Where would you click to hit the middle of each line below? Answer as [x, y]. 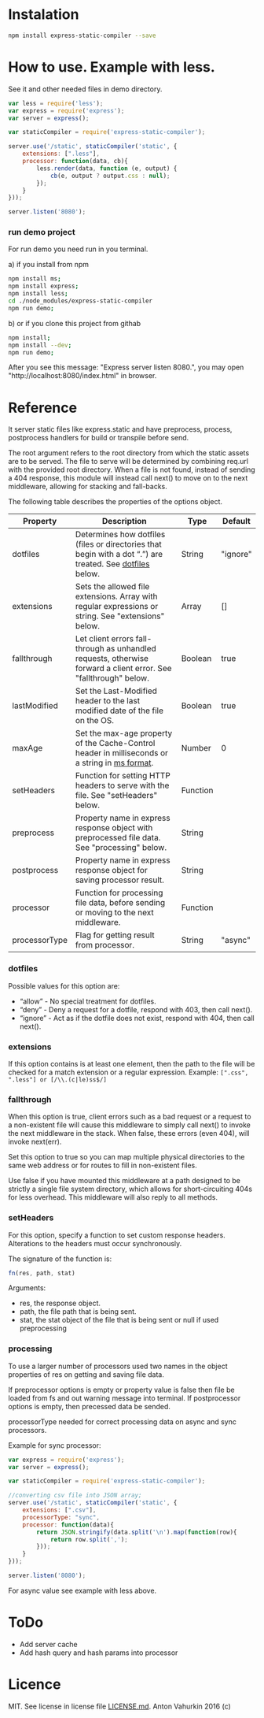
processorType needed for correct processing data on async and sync [123, 1421]
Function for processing [119, 893]
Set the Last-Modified [116, 691]
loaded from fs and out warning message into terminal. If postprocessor [125, 1398]
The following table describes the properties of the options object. [115, 502]
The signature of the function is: [60, 1259]
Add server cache [48, 1644]
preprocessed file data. [118, 838]
